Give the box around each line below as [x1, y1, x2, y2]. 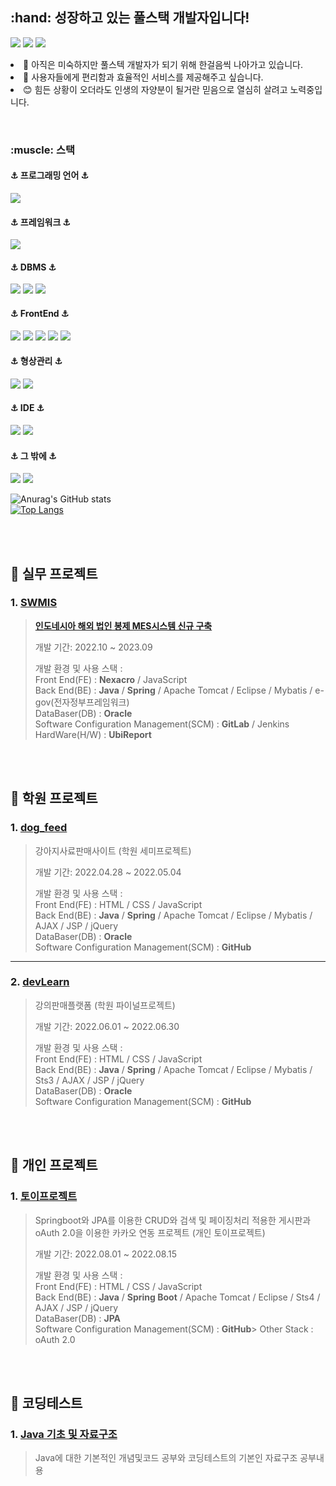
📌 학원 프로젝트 [10, 790, 98, 807]
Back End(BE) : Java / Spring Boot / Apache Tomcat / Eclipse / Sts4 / [34, 1291, 321, 1303]
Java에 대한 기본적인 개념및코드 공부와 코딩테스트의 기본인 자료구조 [34, 1452, 298, 1464]
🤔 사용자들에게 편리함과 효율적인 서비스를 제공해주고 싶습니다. [23, 71, 264, 83]
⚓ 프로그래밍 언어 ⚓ [10, 169, 90, 182]
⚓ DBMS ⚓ [10, 261, 57, 273]
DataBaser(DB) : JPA [34, 1312, 122, 1324]
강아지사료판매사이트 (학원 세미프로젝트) [34, 844, 192, 857]
